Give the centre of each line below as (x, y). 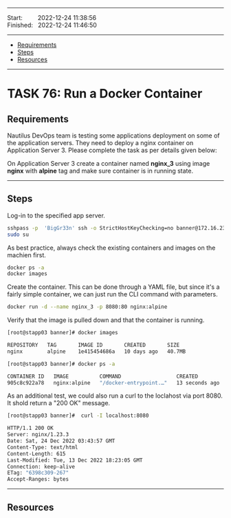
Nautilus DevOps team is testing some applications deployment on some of (113, 136)
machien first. (27, 255)
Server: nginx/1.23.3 (38, 435)
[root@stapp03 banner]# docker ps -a (61, 364)
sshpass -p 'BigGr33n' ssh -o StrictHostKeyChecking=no (90, 228)
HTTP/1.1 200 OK (30, 428)
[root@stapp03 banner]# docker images (63, 333)
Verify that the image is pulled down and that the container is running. (106, 320)
